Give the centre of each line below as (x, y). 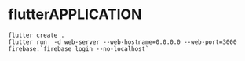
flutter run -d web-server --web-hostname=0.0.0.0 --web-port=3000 (122, 42)
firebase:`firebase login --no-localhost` (79, 48)
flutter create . (37, 35)
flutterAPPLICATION (75, 14)
